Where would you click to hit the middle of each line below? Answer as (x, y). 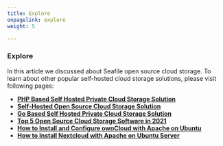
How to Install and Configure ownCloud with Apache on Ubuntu (109, 128)
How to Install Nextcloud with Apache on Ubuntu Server (98, 135)
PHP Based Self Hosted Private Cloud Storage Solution (96, 99)
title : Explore (29, 13)
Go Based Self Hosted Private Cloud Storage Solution (94, 113)
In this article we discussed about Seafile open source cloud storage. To (109, 71)
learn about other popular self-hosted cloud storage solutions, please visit (112, 78)
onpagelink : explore (37, 20)
